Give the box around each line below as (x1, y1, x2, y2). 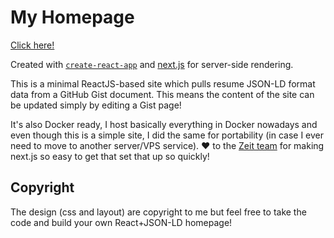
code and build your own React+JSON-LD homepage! (10, 216, 233, 228)
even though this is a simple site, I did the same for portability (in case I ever (10, 129, 325, 141)
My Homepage (10, 6, 135, 29)
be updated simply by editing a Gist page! (10, 99, 182, 111)
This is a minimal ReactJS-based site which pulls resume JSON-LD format (10, 77, 316, 90)
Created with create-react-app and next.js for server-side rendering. (10, 58, 294, 70)
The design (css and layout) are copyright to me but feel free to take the (10, 206, 307, 218)
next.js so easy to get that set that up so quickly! (10, 150, 210, 162)
